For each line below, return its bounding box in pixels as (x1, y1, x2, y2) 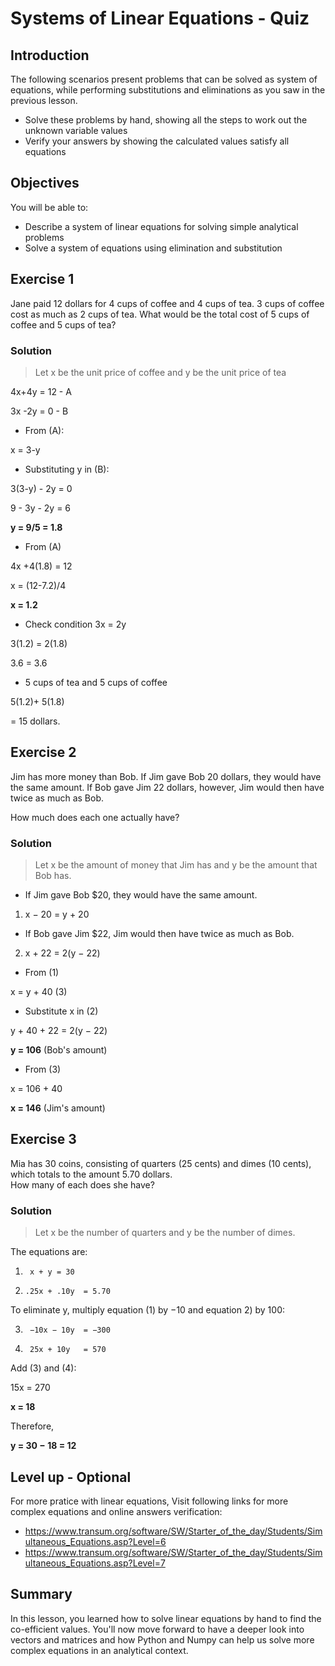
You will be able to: (10, 201, 89, 213)
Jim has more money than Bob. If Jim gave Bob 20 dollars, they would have (10, 770, 322, 782)
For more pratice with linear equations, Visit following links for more (10, 1495, 289, 1507)
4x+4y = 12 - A (10, 385, 72, 397)
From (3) (24, 1063, 62, 1076)
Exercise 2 (10, 744, 77, 761)
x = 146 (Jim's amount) (10, 1102, 106, 1114)
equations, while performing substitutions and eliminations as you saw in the (10, 84, 326, 96)
